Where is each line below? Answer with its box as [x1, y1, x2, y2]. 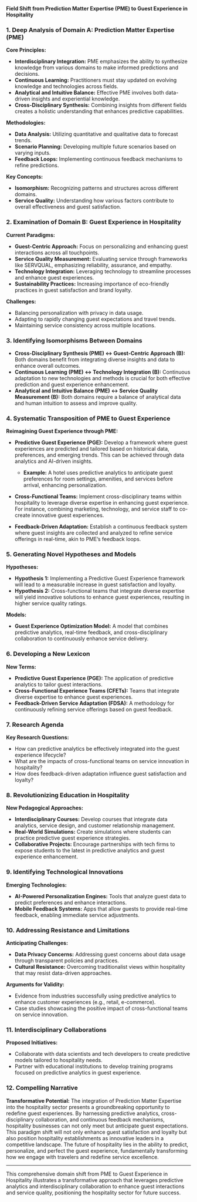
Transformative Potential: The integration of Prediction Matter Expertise [6, 1097, 182, 1104]
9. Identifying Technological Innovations [6, 868, 124, 876]
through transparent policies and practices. [14, 957, 119, 964]
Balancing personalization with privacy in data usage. [14, 309, 144, 316]
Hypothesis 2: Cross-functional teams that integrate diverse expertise [14, 587, 185, 595]
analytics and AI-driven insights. [14, 458, 93, 465]
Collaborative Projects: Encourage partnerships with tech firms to [14, 841, 175, 848]
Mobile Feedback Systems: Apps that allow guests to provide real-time [14, 905, 188, 912]
